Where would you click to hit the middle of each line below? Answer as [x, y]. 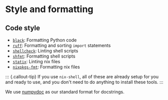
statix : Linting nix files [36, 61]
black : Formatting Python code [45, 40]
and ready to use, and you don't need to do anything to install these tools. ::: [85, 82]
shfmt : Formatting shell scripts [44, 56]
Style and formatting [49, 9]
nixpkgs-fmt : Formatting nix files [46, 67]
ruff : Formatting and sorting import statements [62, 45]
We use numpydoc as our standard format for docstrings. [65, 92]
